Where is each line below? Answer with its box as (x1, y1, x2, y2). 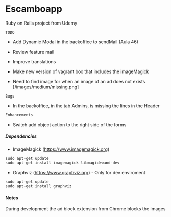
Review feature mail (12, 49, 55, 55)
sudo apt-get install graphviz (5, 183, 72, 189)
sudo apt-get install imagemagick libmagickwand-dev (5, 160, 120, 165)
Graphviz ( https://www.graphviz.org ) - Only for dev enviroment (12, 169, 145, 175)
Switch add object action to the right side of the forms (12, 121, 127, 128)
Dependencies (5, 133, 37, 139)
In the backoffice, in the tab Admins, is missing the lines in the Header (12, 103, 160, 109)
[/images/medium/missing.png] (12, 84, 79, 90)
